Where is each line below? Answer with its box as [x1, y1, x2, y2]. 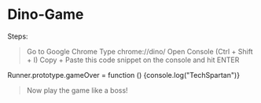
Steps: [7, 31, 28, 41]
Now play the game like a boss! [26, 85, 128, 95]
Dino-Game [7, 6, 84, 24]
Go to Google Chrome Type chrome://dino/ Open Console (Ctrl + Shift [26, 46, 253, 56]
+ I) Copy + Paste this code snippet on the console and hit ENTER [26, 55, 240, 64]
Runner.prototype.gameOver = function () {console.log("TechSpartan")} [7, 70, 241, 79]
